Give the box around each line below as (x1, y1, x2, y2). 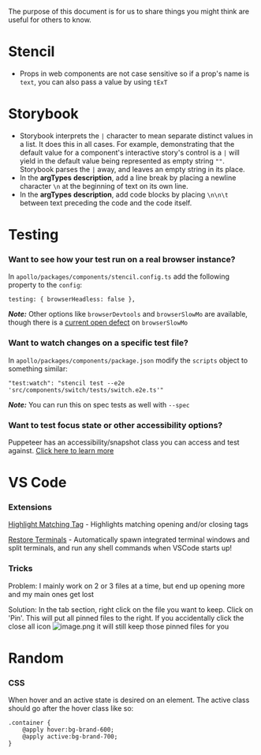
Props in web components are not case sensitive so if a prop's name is (19, 69, 250, 78)
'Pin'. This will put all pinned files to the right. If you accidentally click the (8, 613, 244, 622)
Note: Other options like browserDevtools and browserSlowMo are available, (8, 310, 248, 319)
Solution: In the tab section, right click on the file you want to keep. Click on (8, 604, 254, 614)
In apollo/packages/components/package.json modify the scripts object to (8, 355, 248, 365)
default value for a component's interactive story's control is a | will (19, 148, 240, 157)
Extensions (8, 501, 53, 513)
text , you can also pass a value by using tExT (19, 77, 168, 86)
